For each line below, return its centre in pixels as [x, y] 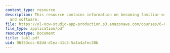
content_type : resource [30, 10]
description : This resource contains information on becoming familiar [82, 15]
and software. [25, 19]
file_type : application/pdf [35, 29]
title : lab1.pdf [22, 38]
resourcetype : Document [30, 33]
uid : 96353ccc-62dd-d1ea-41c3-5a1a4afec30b [52, 43]
